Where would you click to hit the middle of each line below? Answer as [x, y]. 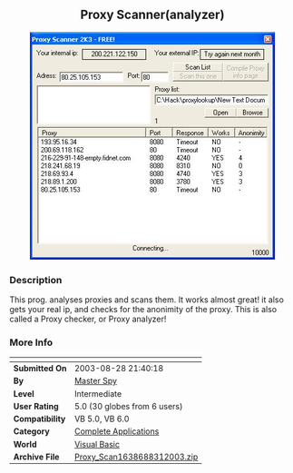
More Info [31, 342]
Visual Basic [97, 444]
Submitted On [40, 369]
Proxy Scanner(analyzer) [152, 15]
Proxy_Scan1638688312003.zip [136, 457]
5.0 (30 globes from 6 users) [128, 406]
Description [36, 280]
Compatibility [39, 419]
